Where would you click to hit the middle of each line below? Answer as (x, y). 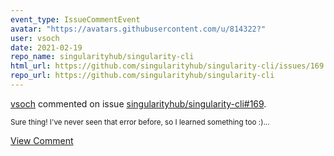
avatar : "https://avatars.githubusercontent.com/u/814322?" (138, 29)
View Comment (42, 140)
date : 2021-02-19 (46, 47)
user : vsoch (35, 38)
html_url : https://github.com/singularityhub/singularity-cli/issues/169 (167, 66)
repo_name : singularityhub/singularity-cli (102, 57)
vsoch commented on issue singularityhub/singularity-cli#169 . (138, 103)
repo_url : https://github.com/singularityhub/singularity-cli (142, 76)
